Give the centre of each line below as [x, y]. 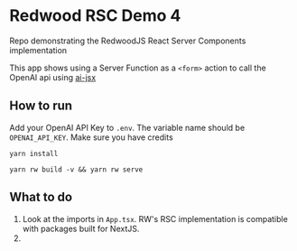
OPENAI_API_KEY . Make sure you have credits [91, 137]
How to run [41, 106]
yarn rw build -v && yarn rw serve [76, 169]
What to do [41, 197]
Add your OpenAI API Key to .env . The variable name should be [127, 127]
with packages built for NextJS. [81, 228]
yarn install [34, 153]
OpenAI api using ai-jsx [53, 77]
